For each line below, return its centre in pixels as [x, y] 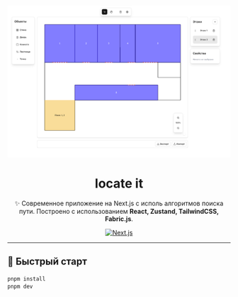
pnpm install [27, 279]
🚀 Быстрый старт [47, 262]
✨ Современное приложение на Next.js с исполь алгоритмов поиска [119, 203]
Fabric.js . [119, 219]
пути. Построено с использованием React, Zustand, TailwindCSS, [119, 212]
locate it [119, 184]
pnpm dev [20, 286]
